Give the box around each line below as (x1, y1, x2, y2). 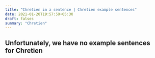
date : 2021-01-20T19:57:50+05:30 (5, 12, 74, 17)
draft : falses (5, 16, 34, 21)
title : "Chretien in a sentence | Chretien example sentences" (5, 7, 137, 12)
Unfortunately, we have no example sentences (5, 39, 151, 47)
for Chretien (5, 46, 43, 55)
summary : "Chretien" (5, 20, 48, 26)
